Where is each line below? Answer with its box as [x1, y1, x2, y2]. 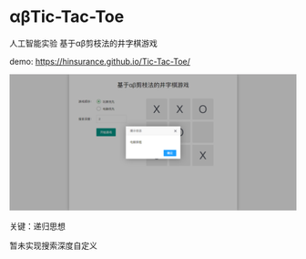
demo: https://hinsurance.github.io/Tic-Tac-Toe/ [9, 56, 191, 67]
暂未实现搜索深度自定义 [9, 240, 97, 252]
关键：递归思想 [9, 221, 66, 232]
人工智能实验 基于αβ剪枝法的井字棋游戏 [9, 37, 158, 48]
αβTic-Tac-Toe [9, 6, 125, 27]
